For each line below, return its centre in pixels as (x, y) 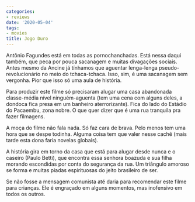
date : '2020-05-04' (30, 22)
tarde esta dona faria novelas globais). (52, 140)
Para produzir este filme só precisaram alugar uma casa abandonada (89, 92)
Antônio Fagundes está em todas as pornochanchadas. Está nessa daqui (94, 55)
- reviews (18, 17)
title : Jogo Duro (27, 39)
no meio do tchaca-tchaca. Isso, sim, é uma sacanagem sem (115, 74)
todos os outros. (26, 194)
